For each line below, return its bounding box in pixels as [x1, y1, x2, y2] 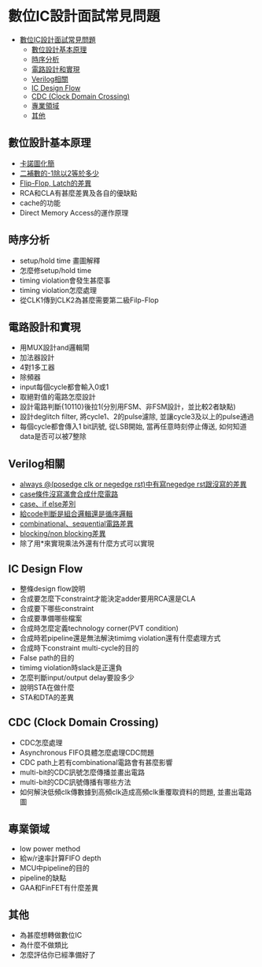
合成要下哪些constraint [19, 604, 94, 613]
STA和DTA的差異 [19, 692, 75, 702]
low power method [19, 844, 81, 853]
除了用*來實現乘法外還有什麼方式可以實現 [19, 538, 155, 549]
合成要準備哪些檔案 [19, 613, 83, 623]
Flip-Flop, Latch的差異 [19, 178, 92, 188]
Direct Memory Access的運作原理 [19, 208, 129, 217]
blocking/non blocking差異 [19, 529, 106, 538]
